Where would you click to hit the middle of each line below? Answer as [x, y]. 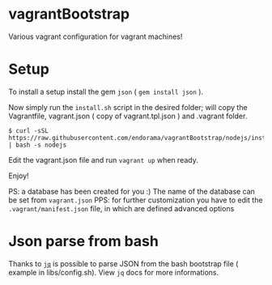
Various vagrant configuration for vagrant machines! [96, 36]
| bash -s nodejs [38, 145]
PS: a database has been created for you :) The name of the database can [132, 191]
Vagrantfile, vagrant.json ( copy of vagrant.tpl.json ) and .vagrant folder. [128, 116]
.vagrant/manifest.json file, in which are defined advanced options [121, 208]
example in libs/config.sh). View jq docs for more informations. [114, 272]
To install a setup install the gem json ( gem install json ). [106, 91]
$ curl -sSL [28, 130]
